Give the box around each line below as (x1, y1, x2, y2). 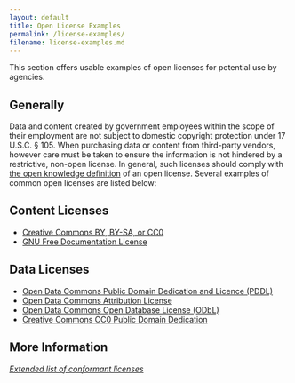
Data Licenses (9, 262, 90, 277)
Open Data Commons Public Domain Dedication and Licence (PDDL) (21, 285, 274, 296)
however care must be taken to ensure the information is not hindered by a (9, 149, 283, 160)
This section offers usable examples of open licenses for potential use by (9, 62, 277, 73)
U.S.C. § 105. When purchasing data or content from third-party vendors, (9, 140, 276, 151)
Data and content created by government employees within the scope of (9, 121, 275, 132)
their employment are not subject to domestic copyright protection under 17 (9, 131, 286, 141)
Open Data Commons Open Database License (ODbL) (21, 304, 219, 315)
